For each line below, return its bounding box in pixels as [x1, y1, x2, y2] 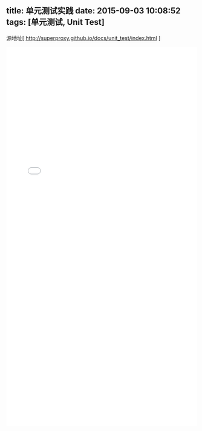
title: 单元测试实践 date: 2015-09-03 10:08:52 [6, 5, 181, 16]
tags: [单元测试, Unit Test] [6, 17, 105, 27]
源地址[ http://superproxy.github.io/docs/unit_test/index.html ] [6, 34, 161, 41]
